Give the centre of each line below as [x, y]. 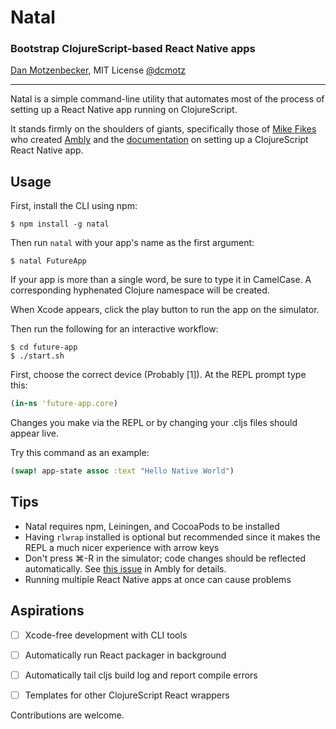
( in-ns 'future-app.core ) [64, 404]
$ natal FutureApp [48, 261]
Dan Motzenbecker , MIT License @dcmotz [98, 70]
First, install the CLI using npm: [74, 206]
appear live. [34, 433]
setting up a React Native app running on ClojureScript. [124, 110]
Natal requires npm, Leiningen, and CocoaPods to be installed [152, 526]
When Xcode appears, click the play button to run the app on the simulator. [165, 310]
